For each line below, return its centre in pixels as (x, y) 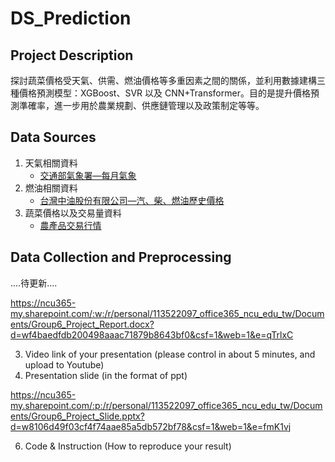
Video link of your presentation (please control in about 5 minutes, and (170, 354)
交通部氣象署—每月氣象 (88, 175)
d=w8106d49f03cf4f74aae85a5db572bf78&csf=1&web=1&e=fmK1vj (151, 426)
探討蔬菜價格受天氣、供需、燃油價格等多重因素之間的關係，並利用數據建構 (163, 80)
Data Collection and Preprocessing (121, 257)
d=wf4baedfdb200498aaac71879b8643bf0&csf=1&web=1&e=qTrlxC (152, 334)
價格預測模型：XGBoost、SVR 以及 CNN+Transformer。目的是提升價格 (164, 93)
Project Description (72, 55)
